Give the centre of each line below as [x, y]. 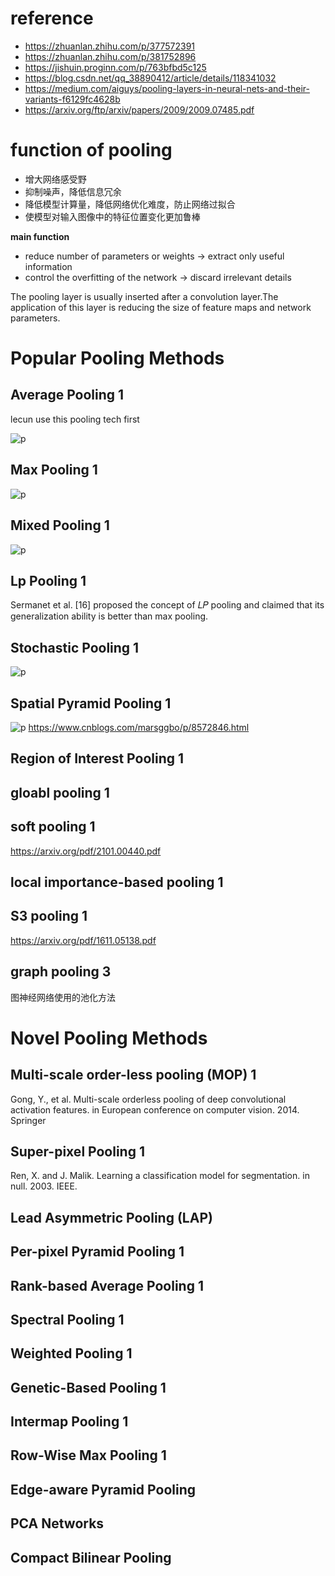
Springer [28, 1120]
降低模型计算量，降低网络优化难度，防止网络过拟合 [130, 204]
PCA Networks [57, 1523]
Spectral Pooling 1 [67, 1319]
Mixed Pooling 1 [60, 525]
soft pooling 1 [53, 827]
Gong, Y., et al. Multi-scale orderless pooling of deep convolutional [148, 1099]
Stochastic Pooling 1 [75, 647]
